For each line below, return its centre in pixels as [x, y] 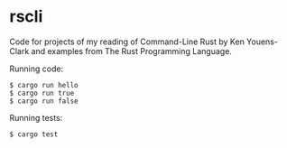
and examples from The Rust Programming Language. [132, 51]
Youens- [262, 42]
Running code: [37, 69]
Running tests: [36, 117]
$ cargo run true [42, 93]
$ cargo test [34, 134]
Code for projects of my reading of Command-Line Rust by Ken [127, 42]
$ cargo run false [44, 101]
